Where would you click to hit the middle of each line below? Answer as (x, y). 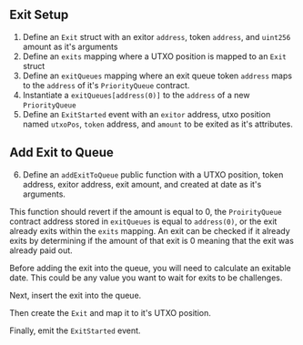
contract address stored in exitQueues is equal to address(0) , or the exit (143, 221)
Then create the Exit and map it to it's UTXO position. (111, 312)
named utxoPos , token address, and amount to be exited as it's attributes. (158, 124)
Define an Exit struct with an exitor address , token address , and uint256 (157, 36)
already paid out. (41, 250)
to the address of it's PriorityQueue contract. (106, 85)
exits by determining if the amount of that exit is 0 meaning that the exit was (151, 240)
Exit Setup (39, 15)
